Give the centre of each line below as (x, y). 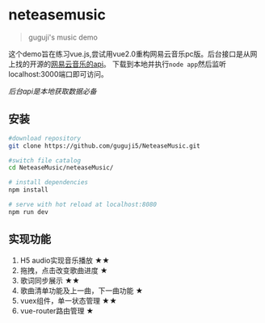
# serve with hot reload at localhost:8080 (83, 204)
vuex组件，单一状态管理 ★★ (68, 300)
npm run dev (28, 212)
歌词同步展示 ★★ (50, 280)
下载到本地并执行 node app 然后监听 (169, 64)
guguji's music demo (63, 37)
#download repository (45, 138)
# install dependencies (48, 182)
